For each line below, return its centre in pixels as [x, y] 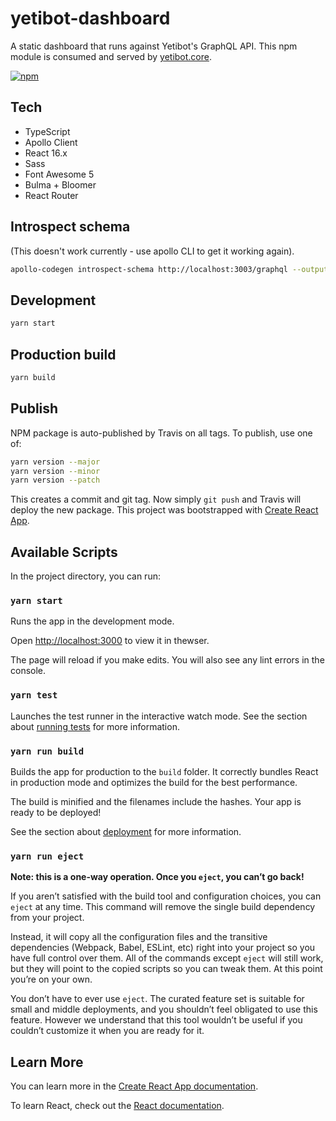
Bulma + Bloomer [60, 184]
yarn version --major [55, 462]
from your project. [47, 918]
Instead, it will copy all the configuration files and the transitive [139, 937]
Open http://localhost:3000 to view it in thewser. [110, 641]
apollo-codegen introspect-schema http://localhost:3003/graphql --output [169, 269]
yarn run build [47, 751]
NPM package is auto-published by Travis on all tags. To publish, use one [161, 433]
